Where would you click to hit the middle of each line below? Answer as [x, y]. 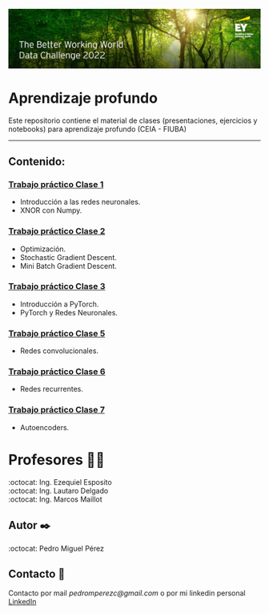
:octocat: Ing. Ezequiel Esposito [60, 482]
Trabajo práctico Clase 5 [57, 333]
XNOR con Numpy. [51, 210]
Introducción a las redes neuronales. [80, 202]
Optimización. [43, 249]
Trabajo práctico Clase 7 [57, 410]
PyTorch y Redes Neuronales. [69, 312]
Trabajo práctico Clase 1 [56, 184]
